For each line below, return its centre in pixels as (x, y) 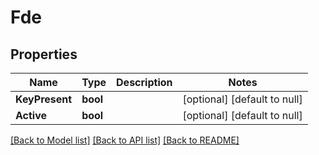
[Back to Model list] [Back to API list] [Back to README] (125, 140)
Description (144, 82)
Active (31, 115)
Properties (44, 54)
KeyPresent (44, 99)
